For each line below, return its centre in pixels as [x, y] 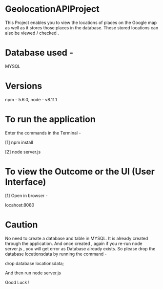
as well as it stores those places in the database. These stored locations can [82, 27]
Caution [21, 225]
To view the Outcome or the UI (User [80, 171]
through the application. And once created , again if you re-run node [74, 244]
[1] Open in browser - [26, 195]
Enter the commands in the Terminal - [43, 133]
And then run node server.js [33, 273]
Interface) [26, 182]
